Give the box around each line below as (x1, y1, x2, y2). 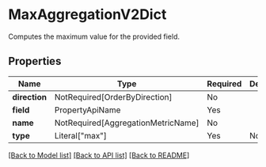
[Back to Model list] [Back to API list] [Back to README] (8, 150, 190, 160)
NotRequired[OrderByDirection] (54, 91, 173, 102)
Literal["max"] (54, 130, 107, 141)
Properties (8, 55, 62, 68)
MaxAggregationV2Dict (8, 6, 167, 24)
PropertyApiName (54, 104, 121, 116)
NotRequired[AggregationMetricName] (54, 117, 199, 128)
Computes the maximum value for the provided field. (8, 32, 180, 41)
